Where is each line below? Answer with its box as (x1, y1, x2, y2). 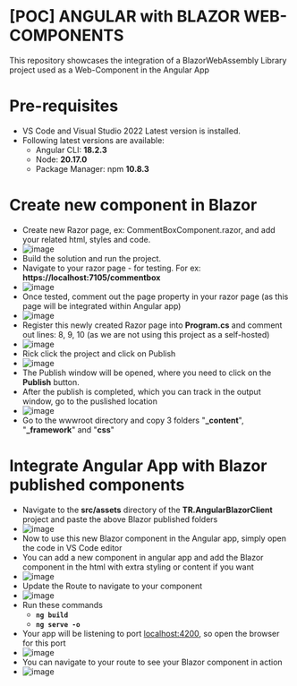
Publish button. (21, 376, 81, 387)
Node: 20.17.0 (35, 154, 88, 165)
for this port (21, 638, 66, 648)
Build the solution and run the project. (21, 253, 162, 263)
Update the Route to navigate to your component (21, 580, 203, 591)
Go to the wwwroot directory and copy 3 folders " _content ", (21, 415, 244, 425)
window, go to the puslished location (21, 396, 158, 407)
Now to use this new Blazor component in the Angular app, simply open (21, 533, 287, 544)
